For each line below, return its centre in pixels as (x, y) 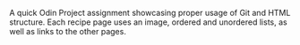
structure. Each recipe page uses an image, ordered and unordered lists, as (149, 22)
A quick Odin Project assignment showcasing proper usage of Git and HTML (150, 13)
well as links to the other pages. (68, 31)
